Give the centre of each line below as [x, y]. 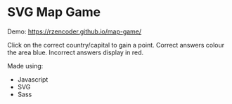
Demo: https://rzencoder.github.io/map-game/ [75, 31]
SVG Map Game [54, 12]
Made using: [25, 66]
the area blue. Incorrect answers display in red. [76, 52]
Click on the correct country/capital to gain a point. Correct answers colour [116, 45]
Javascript [33, 79]
